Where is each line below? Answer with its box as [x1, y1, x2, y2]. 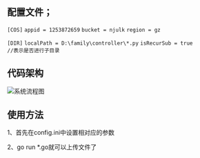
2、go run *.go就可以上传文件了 [7, 143, 97, 151]
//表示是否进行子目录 [7, 47, 60, 54]
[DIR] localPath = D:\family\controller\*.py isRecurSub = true [7, 40, 193, 47]
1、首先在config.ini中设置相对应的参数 [7, 128, 115, 137]
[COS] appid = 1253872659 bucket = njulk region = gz [7, 26, 161, 33]
